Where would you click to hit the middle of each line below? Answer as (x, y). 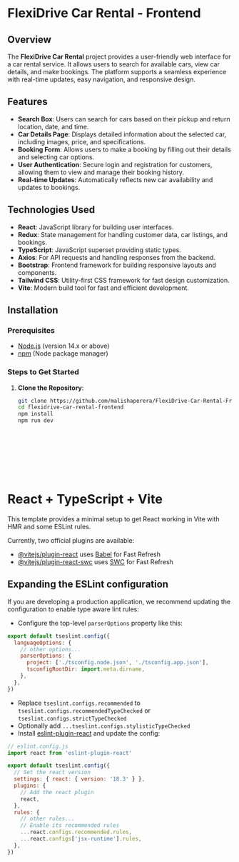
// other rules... (47, 819)
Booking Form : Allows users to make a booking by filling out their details (124, 149)
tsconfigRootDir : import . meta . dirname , (85, 669)
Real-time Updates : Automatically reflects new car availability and (115, 179)
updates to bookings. (49, 187)
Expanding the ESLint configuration (88, 585)
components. (37, 272)
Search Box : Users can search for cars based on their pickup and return (124, 119)
